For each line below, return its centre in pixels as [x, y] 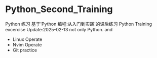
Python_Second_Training [59, 9]
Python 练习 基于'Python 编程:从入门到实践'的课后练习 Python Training [79, 24]
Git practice [25, 50]
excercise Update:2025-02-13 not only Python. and [59, 29]
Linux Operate [27, 39]
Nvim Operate [27, 44]
